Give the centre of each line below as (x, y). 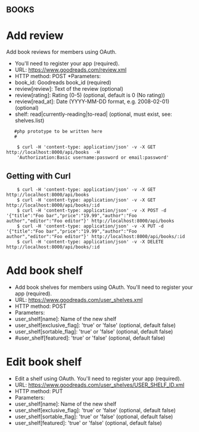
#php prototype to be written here (58, 132)
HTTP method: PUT (39, 391)
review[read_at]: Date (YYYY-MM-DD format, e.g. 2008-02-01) (92, 101)
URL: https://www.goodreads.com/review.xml (71, 70)
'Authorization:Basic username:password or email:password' (93, 158)
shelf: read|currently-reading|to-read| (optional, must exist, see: (93, 114)
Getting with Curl (38, 176)
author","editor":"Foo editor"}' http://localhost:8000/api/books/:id (96, 237)
